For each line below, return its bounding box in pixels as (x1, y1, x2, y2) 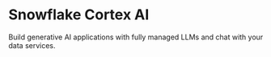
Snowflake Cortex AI (8, 6, 150, 24)
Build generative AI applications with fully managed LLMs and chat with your (8, 32, 264, 42)
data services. (8, 40, 56, 50)
